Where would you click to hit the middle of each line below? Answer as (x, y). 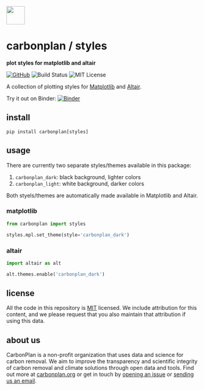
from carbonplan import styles (46, 224)
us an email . (21, 381)
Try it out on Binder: (31, 98)
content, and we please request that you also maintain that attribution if (96, 314)
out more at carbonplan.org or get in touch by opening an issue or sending (100, 374)
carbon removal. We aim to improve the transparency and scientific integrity (102, 361)
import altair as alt (34, 263)
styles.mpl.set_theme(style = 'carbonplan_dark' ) (68, 235)
